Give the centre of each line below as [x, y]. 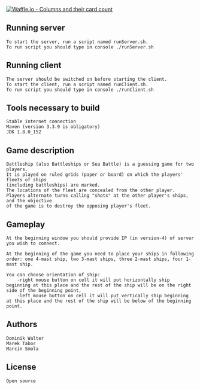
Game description [40, 150]
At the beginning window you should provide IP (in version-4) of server [100, 238]
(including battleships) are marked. [53, 185]
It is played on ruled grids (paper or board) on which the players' [95, 175]
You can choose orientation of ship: [53, 275]
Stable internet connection [41, 122]
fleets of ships [26, 180]
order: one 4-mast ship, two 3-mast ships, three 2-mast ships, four [95, 259]
